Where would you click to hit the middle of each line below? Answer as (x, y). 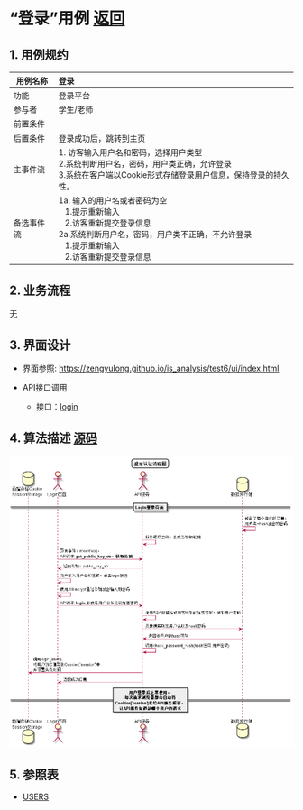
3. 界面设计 (40, 345)
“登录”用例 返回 (67, 18)
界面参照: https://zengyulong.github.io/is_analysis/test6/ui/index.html (151, 368)
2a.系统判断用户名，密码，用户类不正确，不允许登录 (155, 234)
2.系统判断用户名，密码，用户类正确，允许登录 (145, 163)
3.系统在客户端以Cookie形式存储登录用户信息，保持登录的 (166, 175)
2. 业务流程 (40, 290)
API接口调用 (45, 388)
